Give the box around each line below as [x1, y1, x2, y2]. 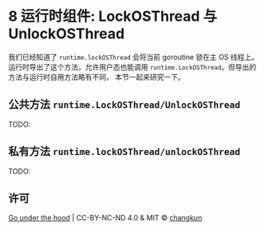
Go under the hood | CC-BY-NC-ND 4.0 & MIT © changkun [8, 213, 203, 223]
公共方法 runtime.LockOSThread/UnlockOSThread [8, 97, 241, 112]
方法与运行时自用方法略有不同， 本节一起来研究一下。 [8, 72, 185, 81]
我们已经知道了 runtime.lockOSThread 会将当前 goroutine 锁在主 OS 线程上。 [8, 52, 259, 61]
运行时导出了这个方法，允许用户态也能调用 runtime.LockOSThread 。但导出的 [8, 61, 257, 72]
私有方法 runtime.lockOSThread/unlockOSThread [8, 145, 241, 158]
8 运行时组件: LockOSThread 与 [8, 7, 218, 26]
